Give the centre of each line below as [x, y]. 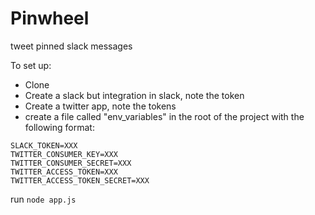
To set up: [31, 65]
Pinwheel [50, 18]
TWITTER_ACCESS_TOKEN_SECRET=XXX [80, 180]
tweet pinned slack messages [71, 46]
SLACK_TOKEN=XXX [44, 145]
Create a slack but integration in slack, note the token [134, 95]
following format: [59, 127]
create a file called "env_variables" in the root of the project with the [164, 116]
